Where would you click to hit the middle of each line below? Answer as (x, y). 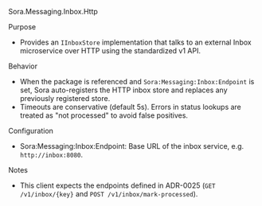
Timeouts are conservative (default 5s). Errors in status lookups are (130, 107)
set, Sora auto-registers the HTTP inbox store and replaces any (124, 90)
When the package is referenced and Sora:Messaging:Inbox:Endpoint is (137, 82)
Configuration (31, 131)
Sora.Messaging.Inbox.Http (53, 12)
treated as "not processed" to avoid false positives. (104, 115)
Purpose (22, 27)
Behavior (23, 66)
